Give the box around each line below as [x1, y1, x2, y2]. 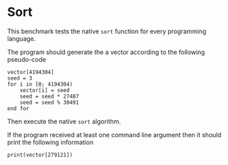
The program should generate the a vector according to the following [7, 48, 205, 56]
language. [7, 34, 36, 42]
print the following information [7, 138, 94, 146]
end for [7, 105, 30, 112]
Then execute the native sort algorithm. [7, 117, 122, 125]
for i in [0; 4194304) [7, 80, 73, 87]
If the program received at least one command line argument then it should [7, 130, 222, 139]
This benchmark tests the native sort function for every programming [7, 27, 206, 35]
